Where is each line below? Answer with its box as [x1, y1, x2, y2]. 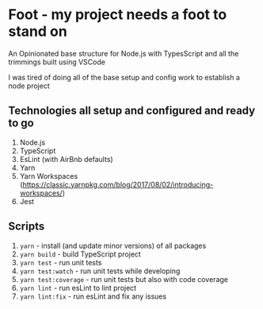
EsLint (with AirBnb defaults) [19, 154, 113, 164]
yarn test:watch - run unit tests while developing [19, 266, 181, 276]
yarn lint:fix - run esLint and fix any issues [19, 292, 167, 301]
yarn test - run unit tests [19, 257, 102, 267]
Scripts [8, 220, 45, 234]
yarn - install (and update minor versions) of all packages [19, 241, 207, 250]
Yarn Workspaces [19, 171, 78, 180]
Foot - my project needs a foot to [8, 6, 227, 24]
